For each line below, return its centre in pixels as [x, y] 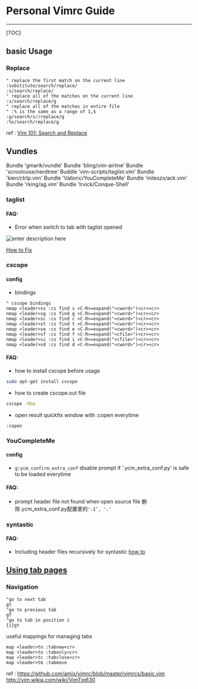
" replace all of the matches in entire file [63, 106]
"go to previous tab [32, 610]
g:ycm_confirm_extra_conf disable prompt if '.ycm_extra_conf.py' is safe [102, 467]
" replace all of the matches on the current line [70, 96]
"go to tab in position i [38, 620]
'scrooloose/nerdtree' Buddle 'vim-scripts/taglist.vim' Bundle [80, 172]
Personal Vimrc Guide [60, 11]
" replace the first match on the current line [66, 80]
